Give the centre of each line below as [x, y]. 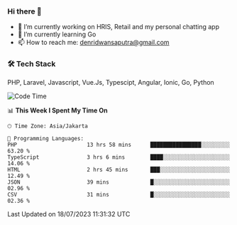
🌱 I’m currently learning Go [57, 34]
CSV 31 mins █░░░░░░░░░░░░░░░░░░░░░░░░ [119, 194]
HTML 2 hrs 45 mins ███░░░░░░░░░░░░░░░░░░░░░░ [119, 169]
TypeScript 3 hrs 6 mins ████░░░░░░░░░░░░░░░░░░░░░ [119, 157]
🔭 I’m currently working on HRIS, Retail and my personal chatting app [118, 27]
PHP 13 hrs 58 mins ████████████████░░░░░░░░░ [119, 145]
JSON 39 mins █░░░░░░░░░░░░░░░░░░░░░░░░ [119, 182]
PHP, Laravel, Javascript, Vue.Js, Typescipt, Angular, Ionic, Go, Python [111, 82]
